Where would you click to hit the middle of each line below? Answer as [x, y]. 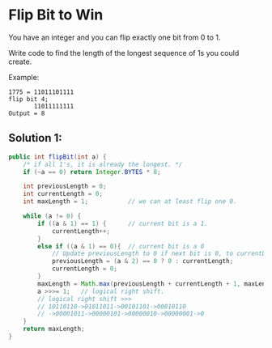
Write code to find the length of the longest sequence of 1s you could [124, 53]
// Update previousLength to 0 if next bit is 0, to [142, 254]
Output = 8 [27, 113]
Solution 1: [35, 138]
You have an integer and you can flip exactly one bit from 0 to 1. [115, 37]
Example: [24, 77]
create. [20, 62]
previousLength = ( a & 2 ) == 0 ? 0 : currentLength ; [142, 261]
